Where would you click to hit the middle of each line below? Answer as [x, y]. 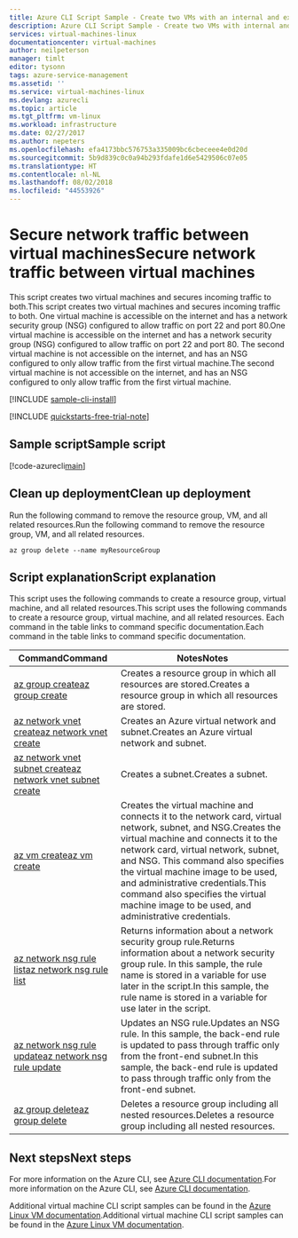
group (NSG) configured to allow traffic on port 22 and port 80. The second [147, 344]
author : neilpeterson [49, 51]
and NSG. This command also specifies [203, 861]
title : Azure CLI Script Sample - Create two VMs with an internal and [144, 17]
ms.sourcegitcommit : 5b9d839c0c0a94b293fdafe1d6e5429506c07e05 [129, 158]
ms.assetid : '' [37, 83]
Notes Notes [203, 658]
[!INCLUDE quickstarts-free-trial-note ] [79, 416]
